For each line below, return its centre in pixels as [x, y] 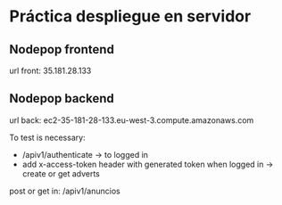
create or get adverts [61, 173]
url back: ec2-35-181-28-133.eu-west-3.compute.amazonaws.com [132, 120]
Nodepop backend [62, 98]
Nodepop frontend [62, 49]
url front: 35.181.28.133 [50, 70]
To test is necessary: [48, 137]
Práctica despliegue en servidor [130, 16]
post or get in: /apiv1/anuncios [65, 191]
